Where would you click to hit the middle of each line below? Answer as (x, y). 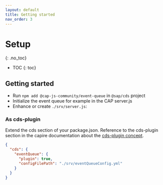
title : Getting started (30, 15)
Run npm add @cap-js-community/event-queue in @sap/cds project (79, 96)
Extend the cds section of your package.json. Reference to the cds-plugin (82, 130)
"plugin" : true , (35, 159)
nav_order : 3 (19, 19)
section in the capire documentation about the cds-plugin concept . (75, 136)
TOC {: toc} (24, 68)
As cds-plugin (23, 120)
